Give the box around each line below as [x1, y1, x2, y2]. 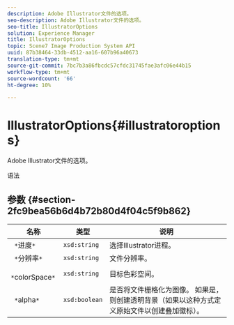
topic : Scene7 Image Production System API [7, 43, 136, 50]
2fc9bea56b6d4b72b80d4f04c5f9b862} [7, 205, 192, 217]
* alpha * [14, 295, 40, 304]
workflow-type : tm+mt [7, 68, 70, 75]
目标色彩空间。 [109, 269, 159, 279]
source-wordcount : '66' [7, 75, 77, 82]
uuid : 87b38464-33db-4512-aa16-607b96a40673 [7, 50, 139, 56]
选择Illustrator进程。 [109, 241, 175, 250]
